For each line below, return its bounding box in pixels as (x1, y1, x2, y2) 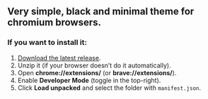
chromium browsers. (7, 17, 101, 29)
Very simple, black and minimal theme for (7, 6, 195, 18)
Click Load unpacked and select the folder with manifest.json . (17, 84, 202, 92)
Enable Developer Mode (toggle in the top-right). (17, 76, 161, 84)
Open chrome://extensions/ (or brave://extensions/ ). (17, 68, 177, 77)
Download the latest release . (17, 53, 101, 62)
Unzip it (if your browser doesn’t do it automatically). (17, 61, 171, 70)
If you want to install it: (7, 38, 87, 48)
